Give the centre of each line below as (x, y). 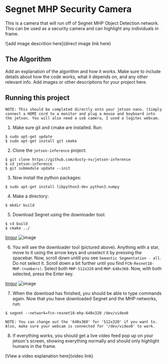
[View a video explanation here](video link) (49, 356)
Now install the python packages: (47, 177)
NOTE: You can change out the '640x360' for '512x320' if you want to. (81, 322)
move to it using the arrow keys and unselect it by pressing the (77, 252)
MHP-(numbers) (27, 269)
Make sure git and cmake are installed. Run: (57, 127)
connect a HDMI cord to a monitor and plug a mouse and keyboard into (80, 114)
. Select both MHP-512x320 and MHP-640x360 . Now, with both (102, 268)
